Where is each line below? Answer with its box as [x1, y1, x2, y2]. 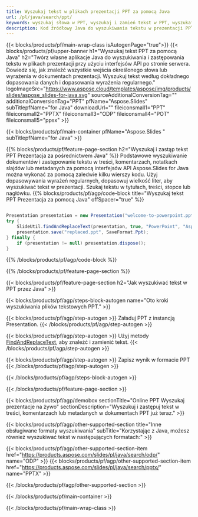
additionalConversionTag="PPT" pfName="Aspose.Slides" [6, 98, 148, 105]
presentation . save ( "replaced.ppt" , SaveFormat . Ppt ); [16, 229, 149, 235]
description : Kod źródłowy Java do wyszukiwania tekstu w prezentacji [6, 25, 183, 31]
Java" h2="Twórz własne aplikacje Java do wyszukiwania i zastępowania [6, 54, 184, 61]
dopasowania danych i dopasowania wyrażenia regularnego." [6, 79, 156, 86]
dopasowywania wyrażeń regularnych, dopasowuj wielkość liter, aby [6, 177, 173, 184]
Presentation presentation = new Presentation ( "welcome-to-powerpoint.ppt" [6, 213, 196, 219]
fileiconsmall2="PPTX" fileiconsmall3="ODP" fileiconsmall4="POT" [6, 110, 170, 118]
